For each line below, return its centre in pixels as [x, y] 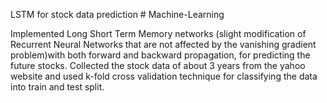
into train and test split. [57, 87]
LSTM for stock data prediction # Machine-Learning [117, 14]
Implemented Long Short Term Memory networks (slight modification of [158, 33]
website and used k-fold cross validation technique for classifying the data [164, 76]
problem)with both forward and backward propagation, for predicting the [160, 55]
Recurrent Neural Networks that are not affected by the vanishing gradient [163, 44]
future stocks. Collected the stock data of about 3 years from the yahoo [158, 65]
